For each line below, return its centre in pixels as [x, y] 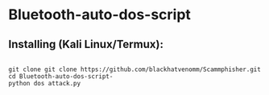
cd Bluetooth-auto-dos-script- [61, 77]
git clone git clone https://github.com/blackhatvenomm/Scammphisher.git [135, 69]
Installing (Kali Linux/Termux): [86, 44]
